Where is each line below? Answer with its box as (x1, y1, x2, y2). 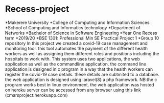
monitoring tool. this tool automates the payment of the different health (5, 45, 148, 51)
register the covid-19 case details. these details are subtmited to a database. (5, 71, 160, 77)
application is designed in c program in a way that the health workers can (5, 66, 153, 72)
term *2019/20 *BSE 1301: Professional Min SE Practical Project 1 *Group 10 (5, 35, 159, 41)
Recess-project (5, 3, 70, 15)
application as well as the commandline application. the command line (5, 61, 146, 67)
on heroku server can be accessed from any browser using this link (5, 87, 141, 93)
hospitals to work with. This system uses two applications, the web (5, 56, 141, 62)
